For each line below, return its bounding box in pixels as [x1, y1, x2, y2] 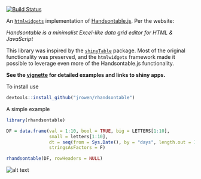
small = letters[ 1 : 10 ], [48, 133, 109, 139]
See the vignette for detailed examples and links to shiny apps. [6, 71, 166, 78]
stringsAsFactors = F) [48, 145, 106, 151]
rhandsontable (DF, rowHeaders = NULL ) [6, 156, 103, 162]
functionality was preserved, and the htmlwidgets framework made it [6, 53, 175, 60]
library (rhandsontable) [6, 117, 66, 123]
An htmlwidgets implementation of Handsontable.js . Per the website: [6, 17, 175, 24]
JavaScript [6, 35, 33, 42]
